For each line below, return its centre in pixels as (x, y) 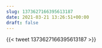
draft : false (22, 23)
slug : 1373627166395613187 (40, 12)
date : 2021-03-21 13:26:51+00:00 (48, 17)
